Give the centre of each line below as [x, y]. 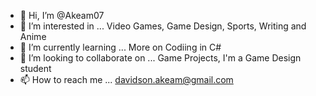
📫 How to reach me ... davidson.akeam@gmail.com [126, 79]
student [35, 68]
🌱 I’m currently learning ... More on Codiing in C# [120, 47]
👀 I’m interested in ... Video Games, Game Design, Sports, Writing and [163, 26]
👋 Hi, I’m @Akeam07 [62, 15]
